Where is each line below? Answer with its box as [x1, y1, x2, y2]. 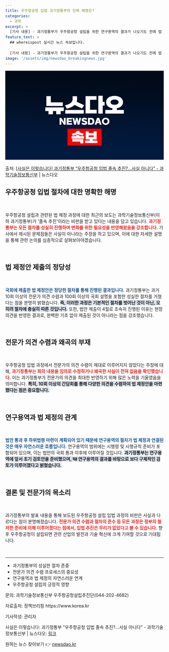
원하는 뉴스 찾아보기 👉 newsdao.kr [5, 641, 76, 647]
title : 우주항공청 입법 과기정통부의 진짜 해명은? [5, 8, 95, 13]
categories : [5, 13, 30, 19]
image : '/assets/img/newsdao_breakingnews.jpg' [5, 56, 107, 61]
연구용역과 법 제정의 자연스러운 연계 [12, 575, 83, 581]
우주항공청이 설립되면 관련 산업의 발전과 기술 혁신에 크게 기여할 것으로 [10, 531, 147, 537]
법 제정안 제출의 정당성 [5, 263, 71, 272]
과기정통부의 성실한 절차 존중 [12, 562, 69, 568]
